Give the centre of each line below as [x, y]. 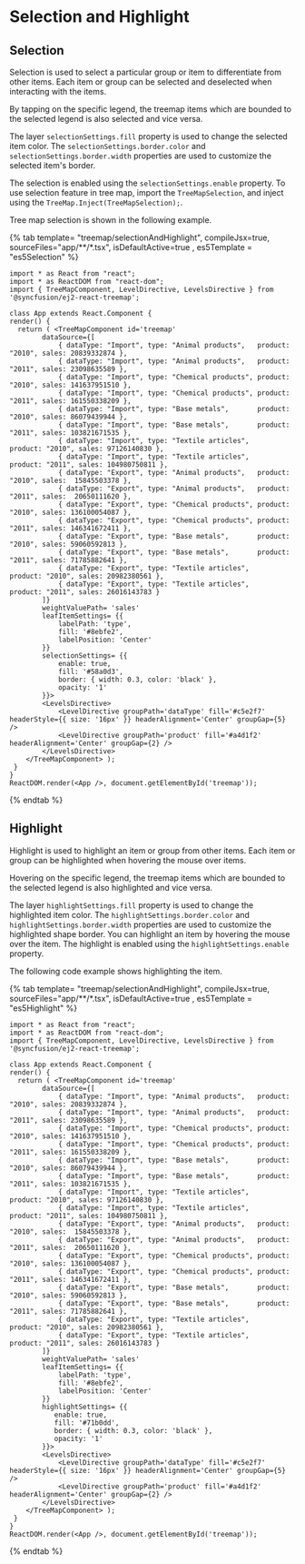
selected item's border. [53, 165]
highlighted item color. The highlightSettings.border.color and [129, 914]
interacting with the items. [58, 91]
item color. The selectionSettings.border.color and [108, 146]
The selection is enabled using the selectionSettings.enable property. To [148, 183]
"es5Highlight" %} [44, 1008]
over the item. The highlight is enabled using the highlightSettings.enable [149, 943]
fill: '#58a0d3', [91, 671]
